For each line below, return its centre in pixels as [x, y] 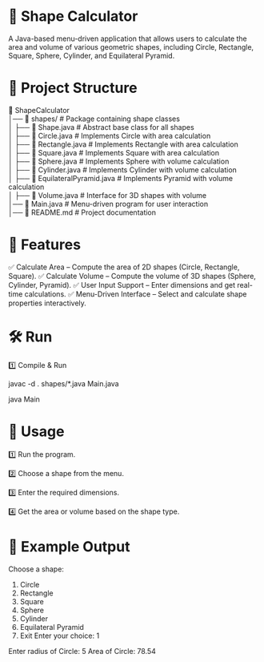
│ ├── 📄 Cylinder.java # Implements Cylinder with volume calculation [123, 170]
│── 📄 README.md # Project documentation [82, 212]
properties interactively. [47, 303]
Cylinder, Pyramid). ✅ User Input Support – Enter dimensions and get [122, 285]
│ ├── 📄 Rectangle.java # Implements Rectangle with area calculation [123, 144]
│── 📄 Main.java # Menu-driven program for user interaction [108, 204]
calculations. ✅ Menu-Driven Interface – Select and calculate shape [136, 294]
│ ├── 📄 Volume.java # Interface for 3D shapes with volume [107, 195]
